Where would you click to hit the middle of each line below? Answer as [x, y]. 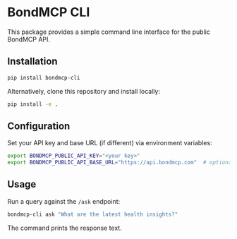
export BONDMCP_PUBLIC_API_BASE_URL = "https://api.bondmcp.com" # [107, 163]
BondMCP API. [29, 39]
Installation [32, 62]
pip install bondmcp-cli [44, 78]
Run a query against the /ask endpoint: [64, 201]
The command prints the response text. [65, 228]
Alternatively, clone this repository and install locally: [84, 91]
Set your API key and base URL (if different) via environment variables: [110, 143]
